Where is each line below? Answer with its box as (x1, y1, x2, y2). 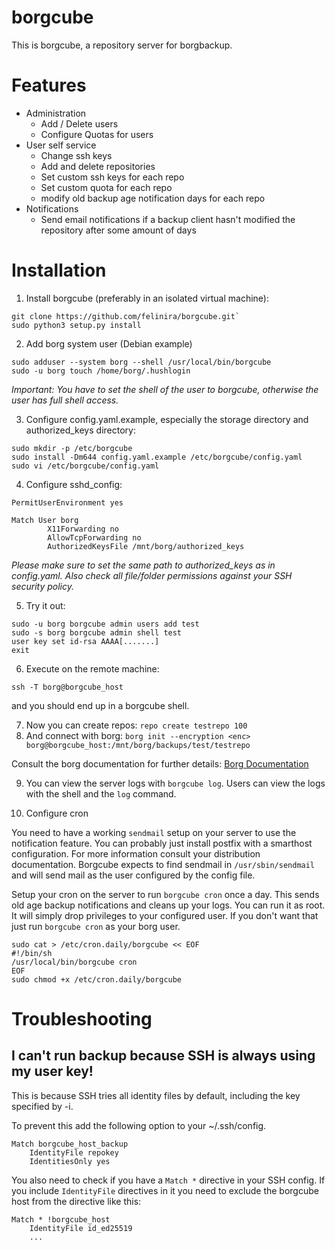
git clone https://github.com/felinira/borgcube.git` (11, 311, 241, 321)
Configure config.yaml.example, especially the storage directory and (25, 413, 309, 425)
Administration (25, 107, 87, 119)
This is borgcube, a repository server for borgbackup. (11, 39, 233, 51)
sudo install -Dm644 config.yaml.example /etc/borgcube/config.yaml (11, 452, 303, 462)
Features (11, 74, 87, 97)
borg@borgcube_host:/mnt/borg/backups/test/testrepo (25, 740, 251, 750)
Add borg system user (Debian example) (25, 337, 193, 350)
